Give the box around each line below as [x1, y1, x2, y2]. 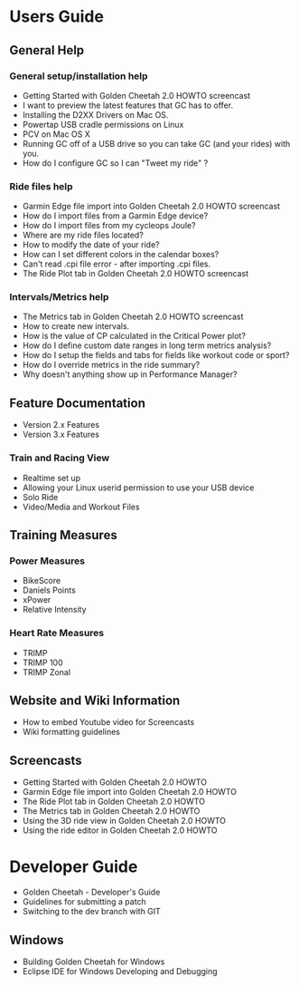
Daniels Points [22, 585, 77, 595]
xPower [22, 594, 51, 605]
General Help [9, 43, 85, 58]
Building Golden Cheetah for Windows [22, 956, 165, 967]
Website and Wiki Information [9, 692, 181, 708]
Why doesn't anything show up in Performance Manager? [22, 369, 238, 380]
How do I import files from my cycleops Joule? [22, 220, 196, 231]
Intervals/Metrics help [9, 291, 109, 304]
